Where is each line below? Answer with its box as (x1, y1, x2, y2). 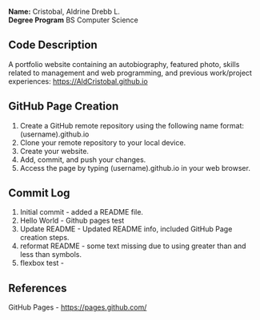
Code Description (8, 38, 98, 52)
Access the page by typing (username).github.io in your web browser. (19, 163, 250, 172)
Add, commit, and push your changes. (19, 155, 146, 164)
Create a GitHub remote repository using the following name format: (19, 120, 245, 130)
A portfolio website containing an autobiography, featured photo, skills (8, 59, 240, 69)
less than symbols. (19, 250, 82, 259)
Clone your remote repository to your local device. (19, 137, 186, 147)
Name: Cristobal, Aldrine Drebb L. (8, 7, 120, 16)
